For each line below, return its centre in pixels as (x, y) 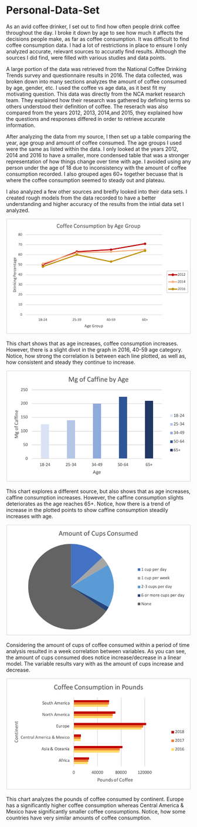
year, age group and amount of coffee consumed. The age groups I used (94, 143)
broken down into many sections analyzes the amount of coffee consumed (96, 81)
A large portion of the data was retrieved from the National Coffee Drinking (96, 69)
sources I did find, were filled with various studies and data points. (86, 58)
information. (21, 125)
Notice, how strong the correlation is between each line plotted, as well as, (96, 356)
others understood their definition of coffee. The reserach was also (87, 106)
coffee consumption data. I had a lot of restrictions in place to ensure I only (97, 45)
